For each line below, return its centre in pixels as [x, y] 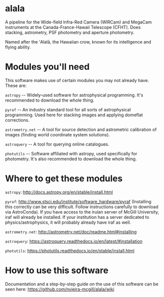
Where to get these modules [64, 179]
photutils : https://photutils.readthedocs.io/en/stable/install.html [70, 251]
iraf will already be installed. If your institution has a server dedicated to [77, 217]
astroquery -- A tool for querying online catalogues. [57, 144]
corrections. [17, 120]
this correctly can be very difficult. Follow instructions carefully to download [82, 207]
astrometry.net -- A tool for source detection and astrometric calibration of [81, 129]
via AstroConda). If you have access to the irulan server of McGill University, [82, 212]
